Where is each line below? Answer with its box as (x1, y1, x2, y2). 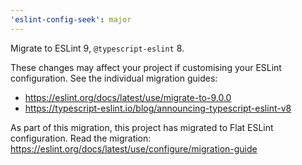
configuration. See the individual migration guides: (10, 72, 218, 84)
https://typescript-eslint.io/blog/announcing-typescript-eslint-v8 (24, 102, 292, 114)
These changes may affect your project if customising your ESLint (10, 61, 282, 73)
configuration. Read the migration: (10, 132, 152, 144)
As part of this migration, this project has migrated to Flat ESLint (10, 121, 274, 133)
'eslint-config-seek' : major (10, 14, 132, 25)
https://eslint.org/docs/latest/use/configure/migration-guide (10, 142, 258, 155)
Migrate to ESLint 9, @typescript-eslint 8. (10, 42, 185, 54)
